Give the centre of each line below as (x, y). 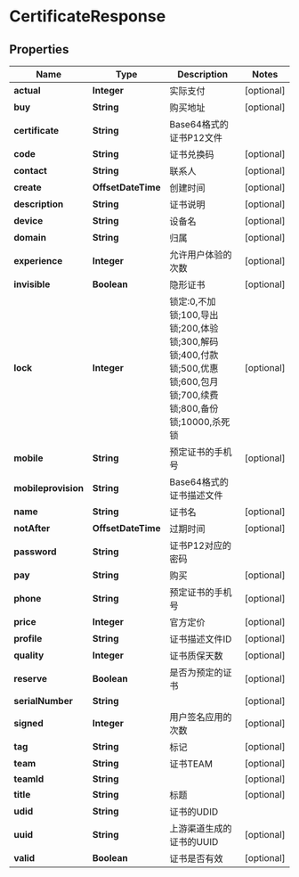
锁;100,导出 (194, 315)
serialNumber (43, 701)
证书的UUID (194, 842)
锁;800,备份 (194, 409)
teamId (29, 779)
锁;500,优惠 (194, 369)
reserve (30, 679)
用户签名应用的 (200, 717)
